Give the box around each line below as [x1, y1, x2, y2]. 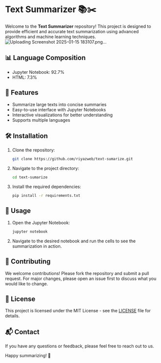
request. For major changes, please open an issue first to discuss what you [5, 276, 157, 281]
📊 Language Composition [5, 54, 86, 62]
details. [5, 313, 20, 319]
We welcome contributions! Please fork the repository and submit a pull [5, 270, 149, 276]
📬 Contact [5, 328, 40, 336]
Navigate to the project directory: [12, 166, 79, 171]
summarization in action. [12, 243, 62, 249]
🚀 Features [5, 88, 39, 97]
